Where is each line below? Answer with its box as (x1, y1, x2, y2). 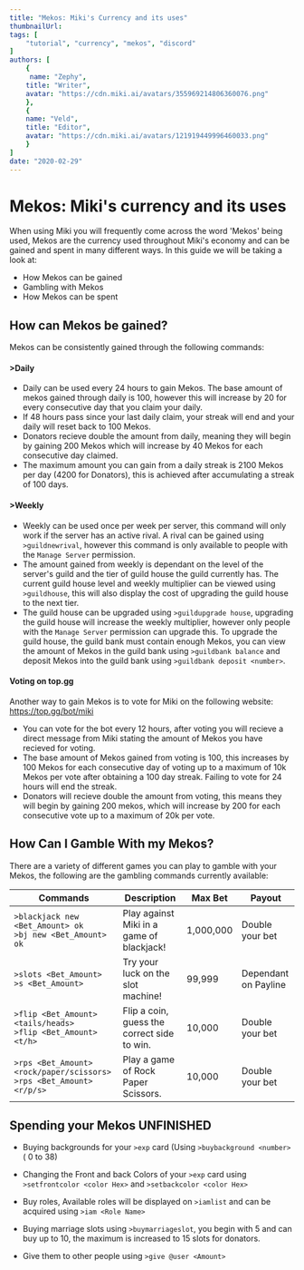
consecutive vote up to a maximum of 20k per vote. (22, 809, 215, 821)
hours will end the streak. (22, 781, 118, 792)
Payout (250, 891, 282, 904)
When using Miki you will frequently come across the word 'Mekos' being (9, 226, 283, 237)
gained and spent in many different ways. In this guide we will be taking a (9, 245, 283, 256)
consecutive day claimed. (22, 450, 119, 461)
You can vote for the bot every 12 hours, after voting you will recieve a (22, 723, 284, 734)
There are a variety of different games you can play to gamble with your (9, 860, 278, 871)
